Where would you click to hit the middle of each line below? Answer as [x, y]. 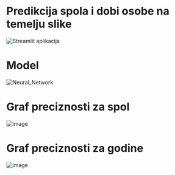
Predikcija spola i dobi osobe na [88, 11]
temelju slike [39, 24]
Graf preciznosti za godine [75, 148]
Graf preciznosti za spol [68, 107]
